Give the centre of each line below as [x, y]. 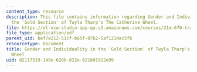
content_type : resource [35, 11]
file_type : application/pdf [40, 33]
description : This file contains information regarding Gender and [90, 17]
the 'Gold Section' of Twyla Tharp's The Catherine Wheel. [85, 22]
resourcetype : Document [35, 44]
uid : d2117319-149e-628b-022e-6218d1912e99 [60, 60]
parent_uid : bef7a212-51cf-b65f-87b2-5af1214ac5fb [69, 38]
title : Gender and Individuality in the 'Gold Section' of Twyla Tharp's [98, 49]
